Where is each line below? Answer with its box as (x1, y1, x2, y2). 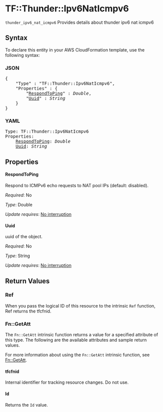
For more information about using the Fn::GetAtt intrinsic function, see (5, 352, 150, 358)
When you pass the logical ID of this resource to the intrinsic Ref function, (5, 303, 156, 309)
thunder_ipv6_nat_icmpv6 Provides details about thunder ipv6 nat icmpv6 (5, 19, 154, 25)
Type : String (5, 253, 30, 259)
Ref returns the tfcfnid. (5, 308, 52, 314)
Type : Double (5, 202, 33, 207)
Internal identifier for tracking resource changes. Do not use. (5, 379, 129, 385)
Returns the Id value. (5, 402, 48, 408)
